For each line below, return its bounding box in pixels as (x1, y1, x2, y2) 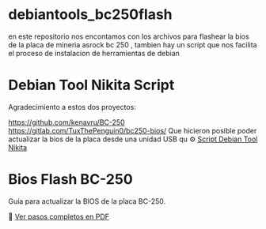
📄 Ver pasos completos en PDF (8, 212, 109, 221)
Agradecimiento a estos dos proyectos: (8, 102, 136, 111)
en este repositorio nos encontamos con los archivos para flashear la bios (8, 32, 249, 41)
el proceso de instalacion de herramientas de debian (8, 48, 180, 58)
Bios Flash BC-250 (8, 171, 133, 189)
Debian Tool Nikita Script (8, 77, 175, 94)
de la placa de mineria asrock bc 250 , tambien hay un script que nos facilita (8, 39, 257, 49)
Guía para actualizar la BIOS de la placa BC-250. (8, 196, 166, 206)
